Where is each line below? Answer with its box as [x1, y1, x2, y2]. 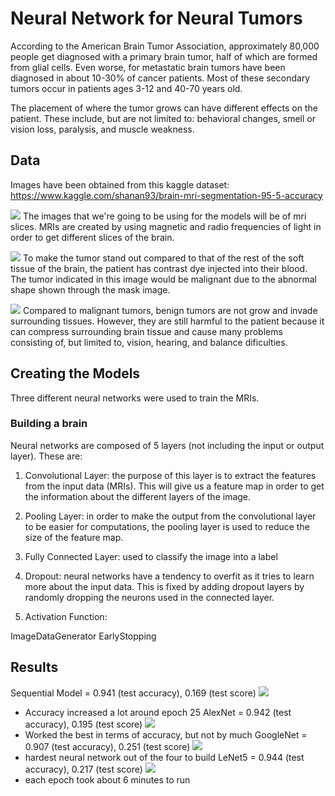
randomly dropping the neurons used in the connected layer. [24, 591, 275, 603]
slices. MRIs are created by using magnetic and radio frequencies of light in [10, 220, 322, 232]
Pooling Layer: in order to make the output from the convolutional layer [24, 510, 317, 522]
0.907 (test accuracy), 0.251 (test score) [24, 740, 191, 752]
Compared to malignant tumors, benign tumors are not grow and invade [22, 304, 318, 316]
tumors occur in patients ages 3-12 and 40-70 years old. [10, 82, 243, 94]
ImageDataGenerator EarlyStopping [10, 630, 157, 642]
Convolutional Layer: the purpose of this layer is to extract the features [24, 469, 317, 481]
